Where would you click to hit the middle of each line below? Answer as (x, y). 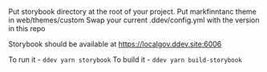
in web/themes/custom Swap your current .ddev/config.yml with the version (134, 20)
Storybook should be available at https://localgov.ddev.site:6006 (115, 44)
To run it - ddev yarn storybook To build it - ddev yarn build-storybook (125, 60)
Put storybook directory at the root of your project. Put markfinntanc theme (132, 12)
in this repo (27, 28)
